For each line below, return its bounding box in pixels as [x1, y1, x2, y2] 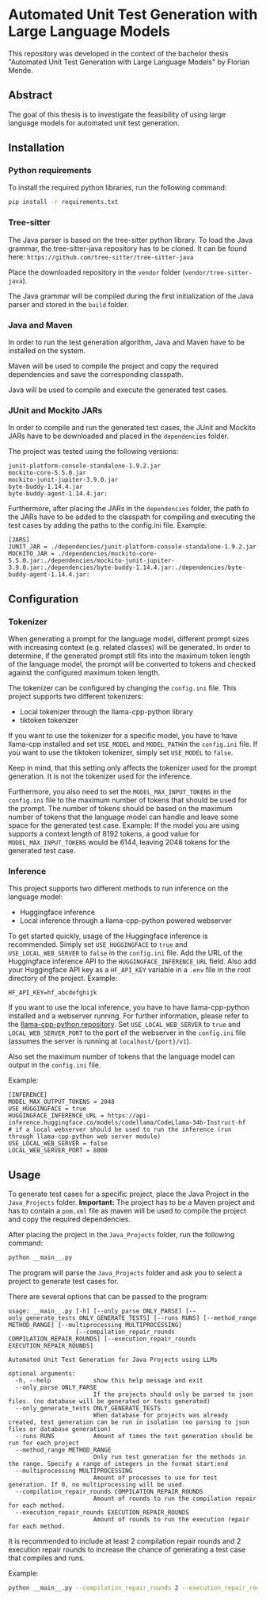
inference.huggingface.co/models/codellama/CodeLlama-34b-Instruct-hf [8, 1119, 246, 1127]
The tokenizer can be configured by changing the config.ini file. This [8, 683, 237, 692]
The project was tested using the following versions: [8, 447, 179, 456]
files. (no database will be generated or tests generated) [8, 1397, 211, 1406]
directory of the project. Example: [8, 974, 118, 983]
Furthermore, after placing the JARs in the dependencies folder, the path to [8, 504, 249, 513]
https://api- [107, 1112, 150, 1120]
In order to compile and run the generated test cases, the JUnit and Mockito [8, 423, 256, 433]
